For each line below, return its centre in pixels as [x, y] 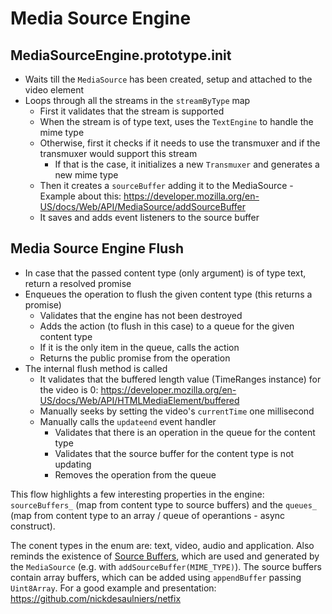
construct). [33, 526]
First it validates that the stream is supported [132, 111]
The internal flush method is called [96, 368]
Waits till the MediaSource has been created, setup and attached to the [168, 79]
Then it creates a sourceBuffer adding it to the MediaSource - [166, 185]
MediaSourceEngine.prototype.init [121, 55]
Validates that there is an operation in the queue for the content [185, 432]
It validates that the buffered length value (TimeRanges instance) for [180, 379]
